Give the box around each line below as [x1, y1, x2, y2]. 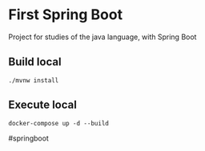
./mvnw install [8, 76, 59, 85]
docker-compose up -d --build [8, 119, 110, 127]
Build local [8, 55, 62, 69]
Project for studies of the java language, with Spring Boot [8, 32, 197, 42]
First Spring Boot [8, 6, 123, 24]
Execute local [8, 98, 78, 112]
